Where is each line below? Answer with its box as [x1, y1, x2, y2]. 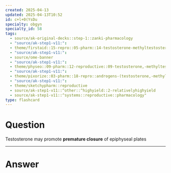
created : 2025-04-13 [5, 7, 49, 13]
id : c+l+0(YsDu [5, 17, 38, 22]
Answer [5, 159, 39, 170]
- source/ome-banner [10, 54, 53, 60]
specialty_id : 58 [5, 26, 42, 32]
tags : [5, 31, 17, 36]
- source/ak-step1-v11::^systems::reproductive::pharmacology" [10, 93, 147, 98]
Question [5, 119, 45, 131]
